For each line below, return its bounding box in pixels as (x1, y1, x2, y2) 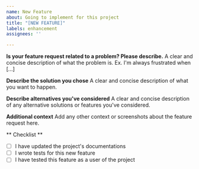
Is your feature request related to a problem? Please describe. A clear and (6, 53, 193, 60)
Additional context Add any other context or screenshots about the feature (6, 113, 192, 120)
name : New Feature (6, 8, 52, 15)
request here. (6, 119, 40, 126)
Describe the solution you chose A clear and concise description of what (6, 77, 189, 84)
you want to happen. (6, 83, 57, 90)
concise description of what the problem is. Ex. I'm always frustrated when (6, 59, 191, 67)
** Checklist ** (6, 131, 43, 138)
